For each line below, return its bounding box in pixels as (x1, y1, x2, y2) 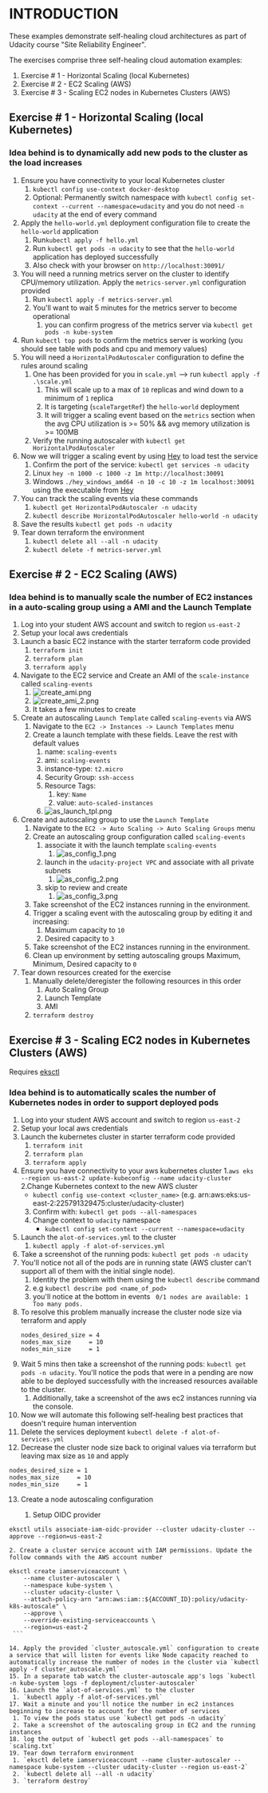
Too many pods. (32, 1300, 83, 1309)
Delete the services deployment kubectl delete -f (20, 1427, 188, 1437)
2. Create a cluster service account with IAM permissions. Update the (9, 1547, 252, 1555)
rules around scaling (20, 360, 89, 370)
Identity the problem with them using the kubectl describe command (32, 1275, 260, 1285)
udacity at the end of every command (32, 209, 158, 219)
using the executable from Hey (32, 485, 134, 495)
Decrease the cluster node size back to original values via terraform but (20, 1443, 257, 1453)
